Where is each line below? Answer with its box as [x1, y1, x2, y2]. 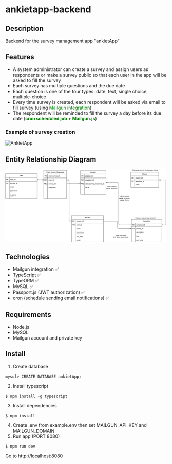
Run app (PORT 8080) [12, 433, 60, 439]
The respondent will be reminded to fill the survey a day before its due [12, 110, 162, 116]
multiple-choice [12, 94, 46, 100]
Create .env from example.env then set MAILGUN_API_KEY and [12, 422, 147, 428]
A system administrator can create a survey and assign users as [12, 66, 149, 73]
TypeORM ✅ [12, 278, 40, 284]
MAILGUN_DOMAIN [12, 427, 55, 434]
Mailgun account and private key [12, 334, 82, 341]
